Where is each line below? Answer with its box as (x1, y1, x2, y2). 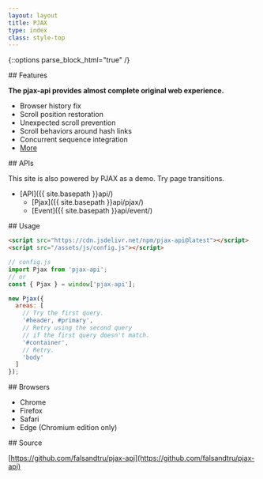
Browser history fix (19, 101, 81, 111)
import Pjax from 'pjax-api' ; (8, 266, 108, 273)
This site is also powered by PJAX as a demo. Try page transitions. (8, 174, 225, 183)
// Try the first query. (22, 309, 104, 317)
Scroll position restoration (19, 110, 104, 119)
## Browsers (8, 383, 50, 392)
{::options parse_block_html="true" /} (8, 55, 130, 65)
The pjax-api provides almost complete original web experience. (8, 86, 224, 96)
